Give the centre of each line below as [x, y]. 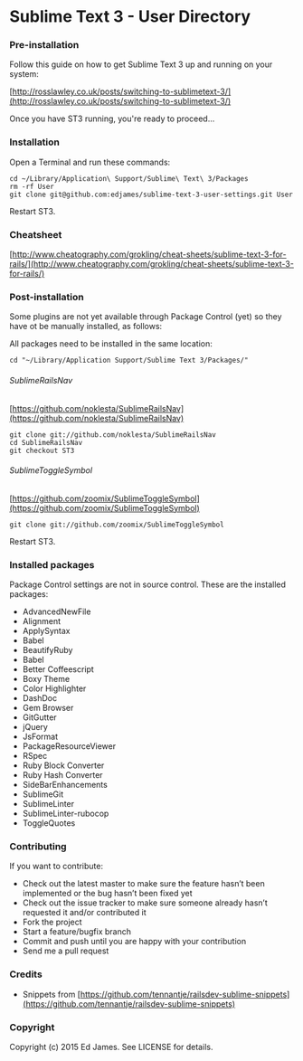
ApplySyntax [46, 631]
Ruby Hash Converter [62, 775]
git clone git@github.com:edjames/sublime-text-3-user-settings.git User [151, 194]
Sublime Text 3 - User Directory [130, 17]
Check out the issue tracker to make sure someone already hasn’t [145, 903]
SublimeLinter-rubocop [66, 814]
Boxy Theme [46, 679]
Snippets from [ [52, 994]
